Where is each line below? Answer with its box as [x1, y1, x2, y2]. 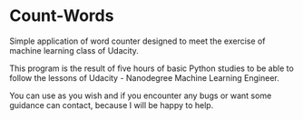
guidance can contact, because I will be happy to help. [9, 99, 214, 110]
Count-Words [9, 5, 114, 26]
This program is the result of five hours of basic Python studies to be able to [9, 63, 295, 74]
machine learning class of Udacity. [9, 45, 139, 55]
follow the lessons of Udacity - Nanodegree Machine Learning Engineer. [9, 72, 279, 83]
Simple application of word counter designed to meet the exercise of [9, 35, 266, 46]
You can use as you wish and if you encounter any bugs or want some [9, 90, 272, 101]
